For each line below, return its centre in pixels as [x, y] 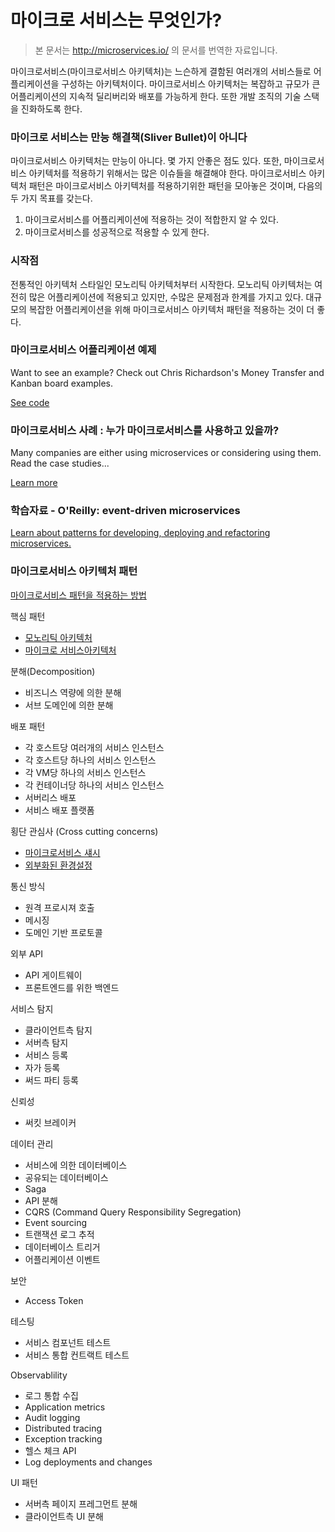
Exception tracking [63, 1438]
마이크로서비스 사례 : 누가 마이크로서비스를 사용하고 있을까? [145, 430]
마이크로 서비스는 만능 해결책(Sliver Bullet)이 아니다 [129, 137]
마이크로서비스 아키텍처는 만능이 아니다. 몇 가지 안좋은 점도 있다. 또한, [146, 161]
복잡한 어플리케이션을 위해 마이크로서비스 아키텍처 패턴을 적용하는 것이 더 [171, 309]
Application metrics [65, 1407]
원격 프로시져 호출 [59, 907]
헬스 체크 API [50, 1450]
